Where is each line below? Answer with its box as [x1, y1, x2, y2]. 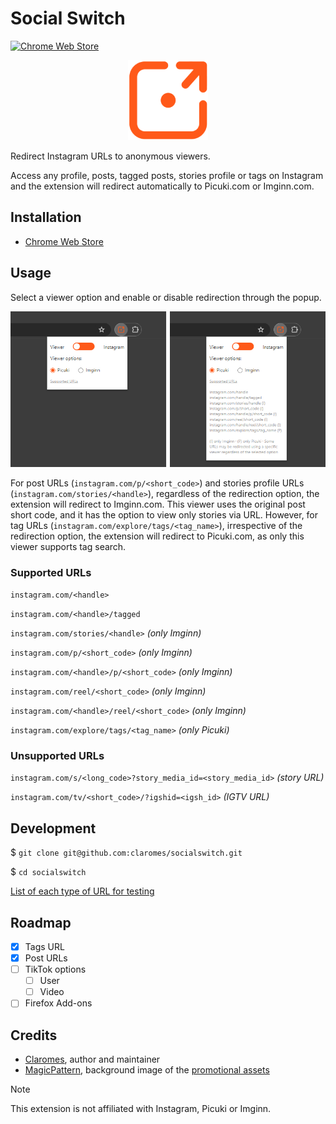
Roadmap [10, 914, 72, 931]
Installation [10, 209, 82, 226]
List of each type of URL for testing [10, 885, 155, 897]
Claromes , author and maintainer [24, 1053, 161, 1066]
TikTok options [24, 963, 87, 976]
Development [10, 820, 97, 837]
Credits [10, 1027, 58, 1044]
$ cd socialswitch [10, 866, 87, 878]
